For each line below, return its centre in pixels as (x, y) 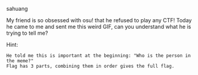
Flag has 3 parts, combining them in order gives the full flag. (90, 66)
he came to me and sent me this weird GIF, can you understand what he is (99, 27)
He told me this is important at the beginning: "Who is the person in (98, 56)
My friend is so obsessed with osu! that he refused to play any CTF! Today (99, 20)
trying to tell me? (27, 33)
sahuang (17, 9)
